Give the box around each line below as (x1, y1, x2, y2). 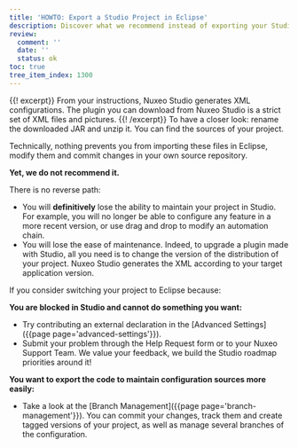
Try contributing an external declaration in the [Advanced (21, 318, 232, 329)
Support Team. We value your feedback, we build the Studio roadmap (21, 347, 278, 358)
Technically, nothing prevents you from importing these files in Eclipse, (9, 140, 268, 151)
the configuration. (21, 428, 88, 439)
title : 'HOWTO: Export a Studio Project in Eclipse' (9, 12, 208, 22)
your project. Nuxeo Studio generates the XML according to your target (21, 258, 283, 269)
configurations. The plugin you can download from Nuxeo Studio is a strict (9, 104, 281, 115)
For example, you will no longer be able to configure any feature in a (21, 210, 271, 222)
